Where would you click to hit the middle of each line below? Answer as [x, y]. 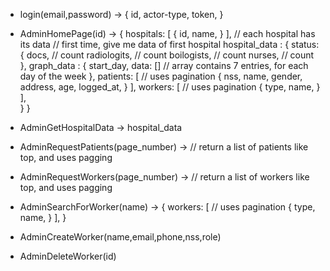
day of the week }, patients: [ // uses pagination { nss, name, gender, [161, 76]
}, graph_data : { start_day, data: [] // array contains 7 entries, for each [164, 65]
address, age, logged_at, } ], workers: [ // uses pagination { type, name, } [170, 87]
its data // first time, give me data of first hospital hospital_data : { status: [169, 44]
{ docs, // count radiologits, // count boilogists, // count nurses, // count [167, 55]
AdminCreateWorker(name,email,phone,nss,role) [120, 237]
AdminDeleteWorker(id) [68, 256]
